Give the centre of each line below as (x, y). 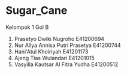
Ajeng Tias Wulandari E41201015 (54, 58)
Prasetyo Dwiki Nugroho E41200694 (59, 39)
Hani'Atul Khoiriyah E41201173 (51, 51)
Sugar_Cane (37, 11)
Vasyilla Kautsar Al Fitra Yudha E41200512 (66, 64)
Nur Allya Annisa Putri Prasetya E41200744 (67, 45)
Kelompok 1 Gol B (27, 27)
